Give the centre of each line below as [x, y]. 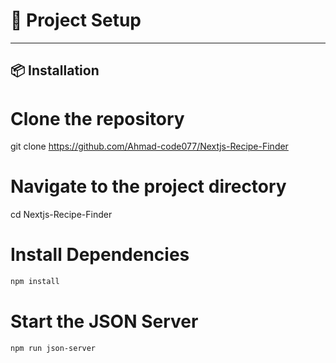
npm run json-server [53, 348]
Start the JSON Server [104, 321]
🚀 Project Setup [76, 20]
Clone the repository [97, 118]
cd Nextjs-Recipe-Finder [61, 215]
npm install [35, 282]
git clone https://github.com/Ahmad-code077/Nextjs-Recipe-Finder [149, 146]
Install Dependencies [100, 255]
